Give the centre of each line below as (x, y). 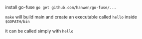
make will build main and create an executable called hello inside (71, 17)
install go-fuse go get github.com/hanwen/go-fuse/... (61, 7)
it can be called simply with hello (39, 31)
